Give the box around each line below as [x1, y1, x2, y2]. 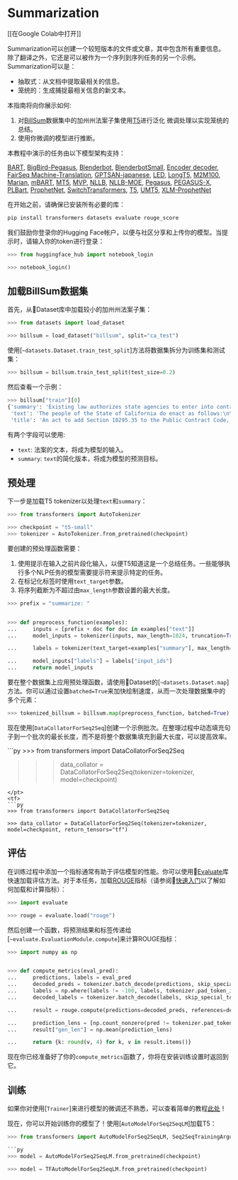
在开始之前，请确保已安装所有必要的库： [7, 200, 125, 208]
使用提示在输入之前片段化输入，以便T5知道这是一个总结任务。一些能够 [17, 559, 225, 567]
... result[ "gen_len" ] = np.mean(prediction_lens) [7, 1026, 173, 1033]
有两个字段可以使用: [7, 430, 66, 438]
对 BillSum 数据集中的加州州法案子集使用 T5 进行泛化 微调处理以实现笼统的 [17, 115, 229, 125]
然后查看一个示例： [7, 382, 64, 391]
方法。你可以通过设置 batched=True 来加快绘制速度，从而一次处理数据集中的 [7, 687, 225, 696]
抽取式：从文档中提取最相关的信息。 [17, 76, 124, 86]
